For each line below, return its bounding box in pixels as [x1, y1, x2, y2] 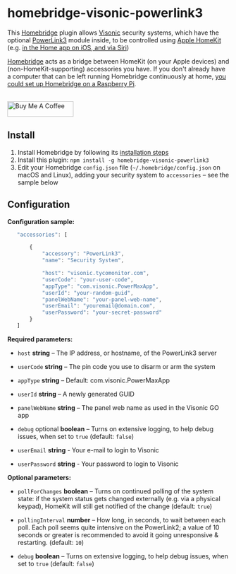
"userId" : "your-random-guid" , [42, 289, 134, 296]
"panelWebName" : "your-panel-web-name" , [42, 295, 162, 303]
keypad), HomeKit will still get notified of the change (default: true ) [17, 502, 213, 510]
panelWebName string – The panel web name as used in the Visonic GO [17, 403, 220, 411]
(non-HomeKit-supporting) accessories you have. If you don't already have [7, 64, 226, 73]
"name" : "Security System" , [42, 257, 125, 264]
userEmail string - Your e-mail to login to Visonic [17, 445, 160, 454]
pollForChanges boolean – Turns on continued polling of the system [17, 486, 213, 496]
